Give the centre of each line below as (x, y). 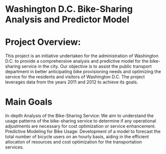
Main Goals (29, 102)
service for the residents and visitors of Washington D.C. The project (75, 77)
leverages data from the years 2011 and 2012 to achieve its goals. (72, 82)
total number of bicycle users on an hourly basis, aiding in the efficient (77, 137)
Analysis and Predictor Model (67, 19)
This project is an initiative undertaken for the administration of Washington (82, 56)
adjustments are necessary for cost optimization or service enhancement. (81, 126)
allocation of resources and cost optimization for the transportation (74, 142)
